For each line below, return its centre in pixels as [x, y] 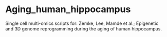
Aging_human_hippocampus [68, 9]
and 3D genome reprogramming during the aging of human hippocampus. [83, 28]
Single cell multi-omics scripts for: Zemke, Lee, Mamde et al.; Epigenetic [82, 23]
